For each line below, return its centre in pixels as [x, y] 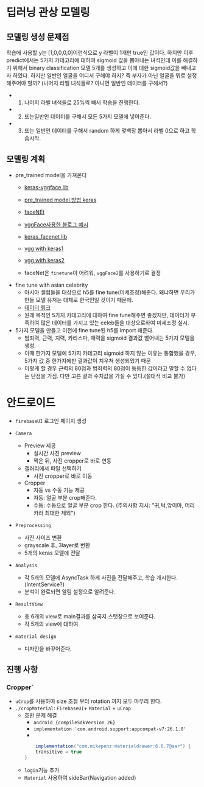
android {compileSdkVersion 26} [74, 723]
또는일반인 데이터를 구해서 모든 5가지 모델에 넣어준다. [87, 117]
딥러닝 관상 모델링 [48, 12]
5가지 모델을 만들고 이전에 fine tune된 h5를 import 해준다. [84, 330]
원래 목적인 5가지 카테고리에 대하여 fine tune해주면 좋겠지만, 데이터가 [107, 315]
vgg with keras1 [44, 248]
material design [36, 637]
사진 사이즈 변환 [43, 537]
